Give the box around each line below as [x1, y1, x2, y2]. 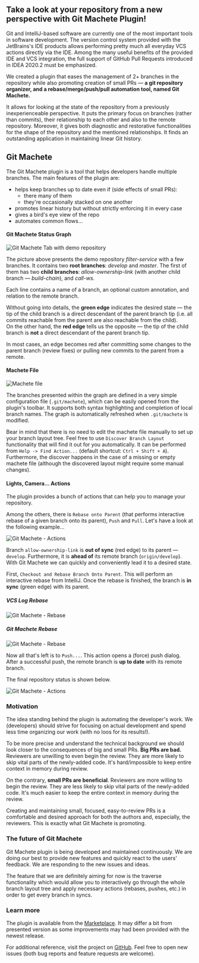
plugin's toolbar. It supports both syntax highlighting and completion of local [6, 404, 193, 412]
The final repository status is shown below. [6, 676, 111, 683]
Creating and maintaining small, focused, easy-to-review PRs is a [6, 807, 166, 814]
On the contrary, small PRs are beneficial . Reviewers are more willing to [6, 776, 183, 784]
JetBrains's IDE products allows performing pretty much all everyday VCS [6, 42, 187, 49]
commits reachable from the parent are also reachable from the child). [6, 316, 178, 323]
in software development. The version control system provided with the [6, 36, 181, 43]
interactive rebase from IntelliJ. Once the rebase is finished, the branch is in [6, 577, 192, 584]
